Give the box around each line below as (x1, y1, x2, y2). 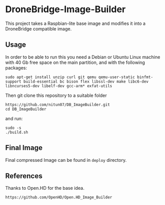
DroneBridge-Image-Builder (5, 4, 126, 15)
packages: (5, 64, 27, 71)
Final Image (5, 144, 43, 152)
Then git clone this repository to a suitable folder (5, 92, 107, 98)
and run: (5, 115, 23, 121)
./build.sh (5, 129, 28, 135)
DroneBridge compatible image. (5, 25, 72, 31)
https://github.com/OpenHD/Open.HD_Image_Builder (5, 195, 113, 200)
